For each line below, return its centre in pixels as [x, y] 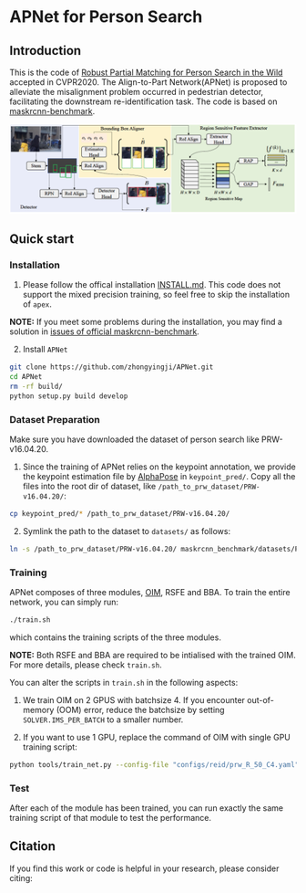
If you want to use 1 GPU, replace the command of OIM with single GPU [157, 737]
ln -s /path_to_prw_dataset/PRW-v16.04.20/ [93, 549]
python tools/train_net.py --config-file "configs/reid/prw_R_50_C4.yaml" [154, 764]
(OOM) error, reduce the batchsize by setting [140, 709]
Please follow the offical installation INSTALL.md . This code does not [152, 285]
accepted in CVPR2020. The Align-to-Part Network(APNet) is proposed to [148, 82]
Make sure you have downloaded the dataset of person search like [134, 439]
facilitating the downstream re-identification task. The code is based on [143, 101]
